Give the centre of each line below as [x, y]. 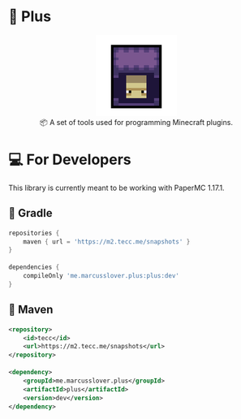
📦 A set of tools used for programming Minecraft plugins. [136, 122]
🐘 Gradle [30, 213]
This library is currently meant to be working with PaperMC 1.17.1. [116, 188]
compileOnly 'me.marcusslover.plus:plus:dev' [101, 276]
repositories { [34, 233]
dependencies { [34, 267]
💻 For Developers [70, 160]
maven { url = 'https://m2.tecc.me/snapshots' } [107, 242]
